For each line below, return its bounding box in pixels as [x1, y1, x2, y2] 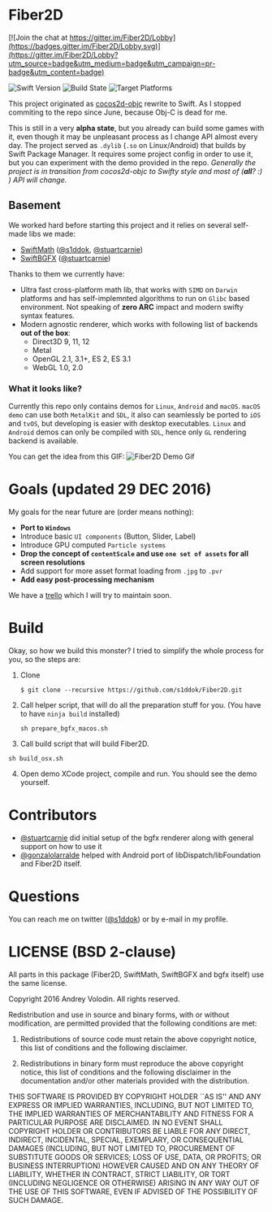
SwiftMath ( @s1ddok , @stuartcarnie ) [19, 244, 144, 254]
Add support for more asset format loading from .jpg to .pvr [19, 565, 223, 575]
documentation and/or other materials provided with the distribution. [19, 1075, 249, 1085]
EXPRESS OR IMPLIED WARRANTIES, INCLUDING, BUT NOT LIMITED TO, [8, 1100, 254, 1110]
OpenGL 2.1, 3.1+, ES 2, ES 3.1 [32, 354, 132, 364]
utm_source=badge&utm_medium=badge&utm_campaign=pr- [8, 59, 216, 68]
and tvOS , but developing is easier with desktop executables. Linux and [8, 419, 246, 429]
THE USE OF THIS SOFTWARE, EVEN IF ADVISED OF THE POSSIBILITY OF [8, 1186, 258, 1197]
